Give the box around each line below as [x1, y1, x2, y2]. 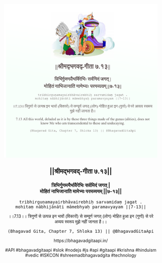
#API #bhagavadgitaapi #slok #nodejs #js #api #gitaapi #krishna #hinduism [5, 247, 157, 253]
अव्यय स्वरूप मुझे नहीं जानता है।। [54, 219, 108, 224]
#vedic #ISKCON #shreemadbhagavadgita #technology [25, 252, 137, 258]
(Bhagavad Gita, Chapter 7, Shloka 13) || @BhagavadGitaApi [7, 228, 154, 234]
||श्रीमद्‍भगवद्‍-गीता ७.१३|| [49, 167, 112, 176]
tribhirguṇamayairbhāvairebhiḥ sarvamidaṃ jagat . [19, 199, 143, 204]
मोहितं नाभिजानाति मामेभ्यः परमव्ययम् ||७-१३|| [39, 188, 122, 195]
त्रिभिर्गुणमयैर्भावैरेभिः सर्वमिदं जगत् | [51, 182, 110, 189]
